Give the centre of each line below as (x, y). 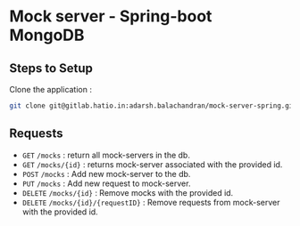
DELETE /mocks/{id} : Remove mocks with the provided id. (128, 192)
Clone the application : (50, 89)
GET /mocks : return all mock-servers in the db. (106, 155)
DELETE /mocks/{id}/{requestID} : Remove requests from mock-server (151, 202)
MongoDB (47, 35)
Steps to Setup (51, 68)
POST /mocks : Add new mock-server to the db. (106, 174)
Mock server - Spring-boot (111, 16)
